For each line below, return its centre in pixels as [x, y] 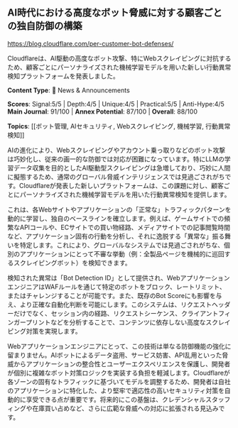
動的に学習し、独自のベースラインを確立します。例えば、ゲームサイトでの [116, 218]
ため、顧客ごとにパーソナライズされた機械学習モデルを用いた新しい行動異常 [119, 67]
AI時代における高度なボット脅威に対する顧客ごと [115, 13]
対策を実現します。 [54, 331]
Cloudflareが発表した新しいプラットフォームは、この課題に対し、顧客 [121, 185]
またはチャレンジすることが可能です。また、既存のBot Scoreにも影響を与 [115, 295]
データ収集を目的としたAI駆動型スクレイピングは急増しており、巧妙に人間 [122, 168]
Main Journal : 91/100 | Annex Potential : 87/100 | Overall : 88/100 [102, 111]
